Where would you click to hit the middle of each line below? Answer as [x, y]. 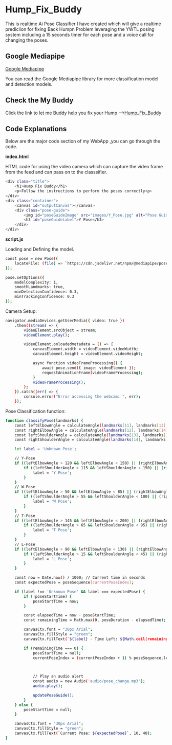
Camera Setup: [21, 311]
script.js [14, 239]
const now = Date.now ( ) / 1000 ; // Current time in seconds [80, 578]
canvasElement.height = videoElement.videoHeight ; [88, 354]
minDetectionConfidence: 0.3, [47, 292]
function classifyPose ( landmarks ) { [44, 420]
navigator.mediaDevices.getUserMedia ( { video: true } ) [65, 321]
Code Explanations [36, 129]
